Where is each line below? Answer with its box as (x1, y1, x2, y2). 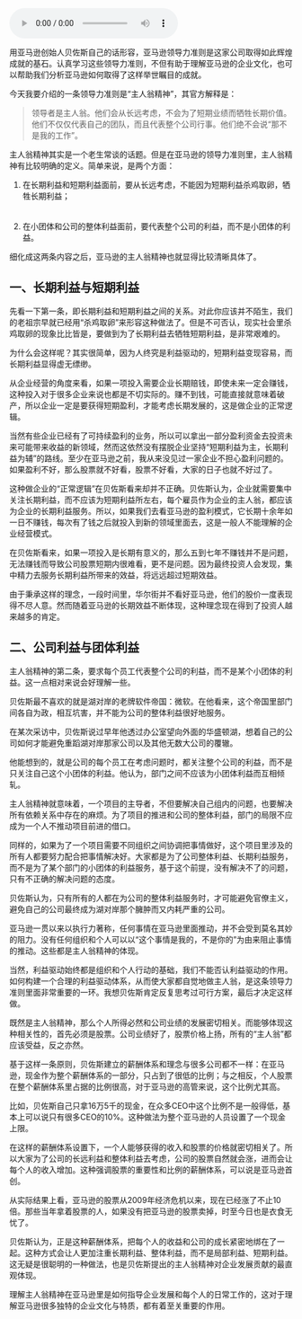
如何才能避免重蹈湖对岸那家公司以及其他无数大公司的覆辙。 (16, 737, 238, 748)
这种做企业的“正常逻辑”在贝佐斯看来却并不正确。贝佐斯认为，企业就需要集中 (9, 482, 292, 493)
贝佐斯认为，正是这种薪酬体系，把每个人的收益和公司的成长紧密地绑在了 (9, 1235, 277, 1247)
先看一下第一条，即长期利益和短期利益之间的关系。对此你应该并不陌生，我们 (9, 305, 293, 316)
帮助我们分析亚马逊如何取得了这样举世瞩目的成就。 (16, 69, 207, 80)
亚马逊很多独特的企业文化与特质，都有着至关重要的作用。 (16, 1300, 230, 1311)
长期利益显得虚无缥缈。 (9, 359, 96, 369)
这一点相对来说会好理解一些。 (25, 677, 136, 687)
